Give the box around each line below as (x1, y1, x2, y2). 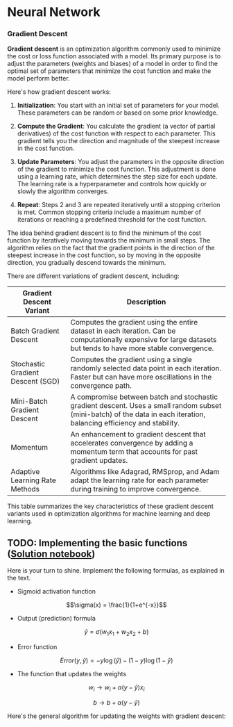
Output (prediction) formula (17, 614, 96, 623)
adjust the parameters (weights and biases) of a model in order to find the (7, 60, 218, 68)
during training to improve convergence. (70, 484, 201, 494)
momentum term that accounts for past (70, 447, 198, 457)
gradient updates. (70, 456, 128, 466)
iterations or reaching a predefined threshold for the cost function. (17, 215, 207, 224)
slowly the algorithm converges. (17, 187, 109, 195)
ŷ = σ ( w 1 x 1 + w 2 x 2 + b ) (84, 628, 149, 638)
